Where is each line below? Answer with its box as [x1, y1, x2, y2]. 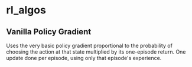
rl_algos [6, 3, 46, 17]
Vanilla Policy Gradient [6, 27, 92, 37]
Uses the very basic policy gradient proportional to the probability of [6, 42, 173, 49]
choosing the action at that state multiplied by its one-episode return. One [6, 48, 186, 55]
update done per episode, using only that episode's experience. [6, 55, 162, 61]
